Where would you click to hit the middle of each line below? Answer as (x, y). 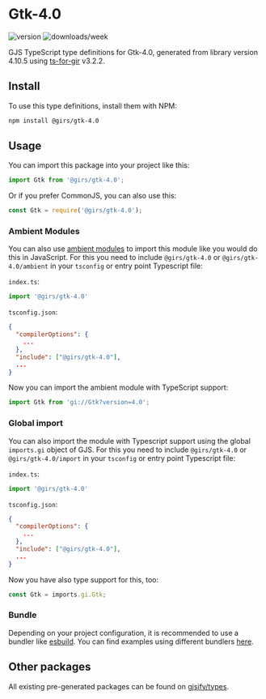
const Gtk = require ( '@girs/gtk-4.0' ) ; (76, 211)
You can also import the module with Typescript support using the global (129, 441)
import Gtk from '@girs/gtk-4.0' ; (67, 180)
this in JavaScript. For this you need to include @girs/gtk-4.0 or (114, 258)
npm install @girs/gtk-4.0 (54, 121)
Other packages (50, 667)
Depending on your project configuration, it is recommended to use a (123, 633)
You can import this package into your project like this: (99, 165)
